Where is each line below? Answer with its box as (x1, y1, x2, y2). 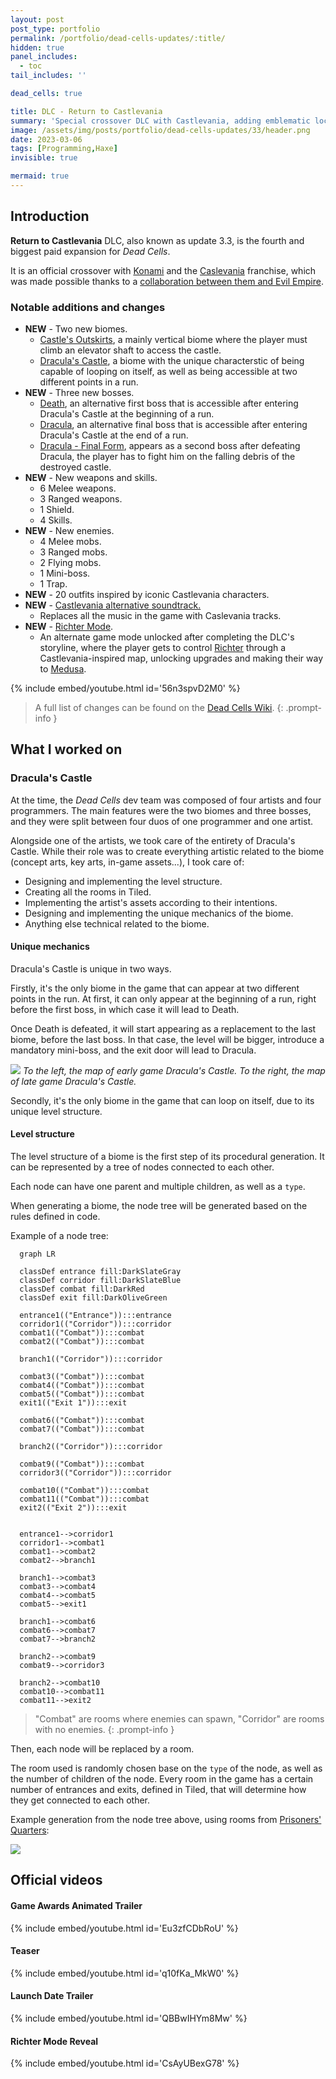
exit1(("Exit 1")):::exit (19, 1398, 128, 1408)
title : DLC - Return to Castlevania (10, 106, 163, 116)
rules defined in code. (10, 1211, 101, 1223)
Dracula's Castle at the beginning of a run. (39, 407, 215, 420)
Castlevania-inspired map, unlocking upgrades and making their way (39, 652, 324, 664)
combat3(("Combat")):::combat (19, 1372, 145, 1382)
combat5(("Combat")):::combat (19, 1389, 145, 1400)
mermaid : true (10, 171, 70, 181)
